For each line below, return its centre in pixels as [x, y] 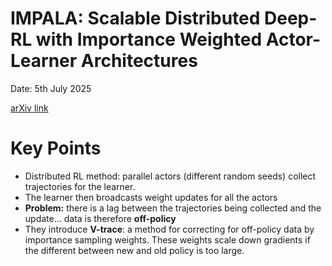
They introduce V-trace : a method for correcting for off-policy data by [169, 229]
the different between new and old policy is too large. [134, 250]
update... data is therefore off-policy [100, 218]
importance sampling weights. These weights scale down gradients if [167, 239]
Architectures [139, 61]
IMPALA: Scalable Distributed [135, 18]
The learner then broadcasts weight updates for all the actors [151, 197]
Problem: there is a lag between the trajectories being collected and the [173, 208]
